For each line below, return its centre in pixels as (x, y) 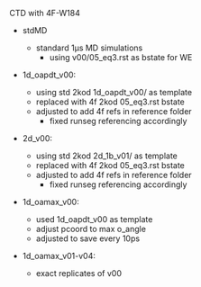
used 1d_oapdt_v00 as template (94, 219)
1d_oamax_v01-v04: (59, 256)
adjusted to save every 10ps (88, 238)
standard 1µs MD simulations (89, 48)
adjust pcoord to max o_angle (91, 229)
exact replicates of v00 (78, 273)
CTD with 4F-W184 (45, 13)
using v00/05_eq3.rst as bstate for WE (121, 57)
